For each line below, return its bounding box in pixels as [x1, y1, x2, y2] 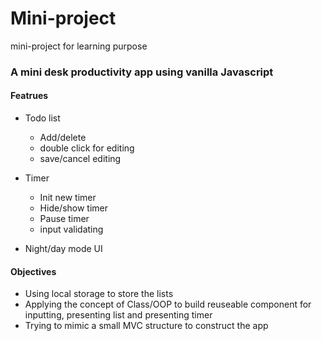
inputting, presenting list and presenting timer [24, 309, 213, 321]
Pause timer [39, 213, 90, 225]
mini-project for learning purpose [10, 40, 148, 52]
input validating [39, 223, 104, 236]
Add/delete [39, 132, 87, 144]
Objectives [10, 265, 57, 277]
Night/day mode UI [24, 243, 103, 255]
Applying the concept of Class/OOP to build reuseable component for [24, 298, 312, 311]
